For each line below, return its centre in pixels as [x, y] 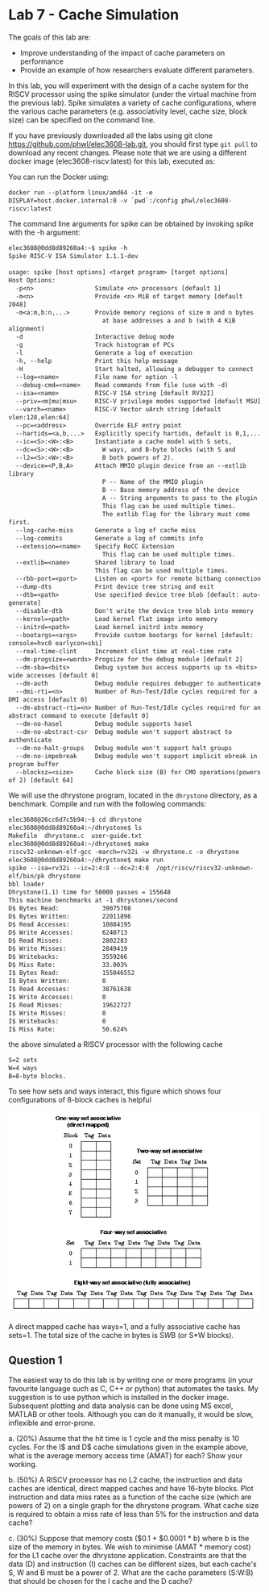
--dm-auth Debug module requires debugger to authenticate [139, 683]
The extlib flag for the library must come [176, 514]
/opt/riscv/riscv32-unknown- [205, 868]
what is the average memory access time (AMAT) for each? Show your [126, 1455]
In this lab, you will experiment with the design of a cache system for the [128, 85]
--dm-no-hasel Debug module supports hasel [104, 723]
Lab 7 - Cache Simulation [94, 15]
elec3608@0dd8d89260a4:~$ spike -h [68, 248]
